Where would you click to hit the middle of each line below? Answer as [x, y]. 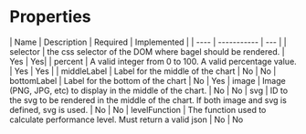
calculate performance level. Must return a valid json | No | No [127, 119]
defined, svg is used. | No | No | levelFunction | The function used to [138, 109]
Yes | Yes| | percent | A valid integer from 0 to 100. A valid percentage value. [153, 61]
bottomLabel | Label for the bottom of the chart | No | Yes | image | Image [148, 80]
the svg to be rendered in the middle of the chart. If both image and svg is [148, 100]
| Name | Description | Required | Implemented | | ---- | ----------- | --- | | [148, 42]
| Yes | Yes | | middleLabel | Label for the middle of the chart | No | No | [143, 71]
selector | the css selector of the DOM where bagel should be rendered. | [147, 51]
